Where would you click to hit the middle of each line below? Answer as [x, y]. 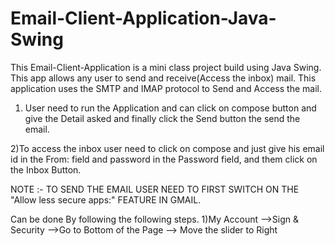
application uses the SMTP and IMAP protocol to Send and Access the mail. [166, 88]
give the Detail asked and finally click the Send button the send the [162, 118]
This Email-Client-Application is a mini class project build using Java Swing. [166, 67]
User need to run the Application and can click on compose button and [170, 108]
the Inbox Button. [46, 169]
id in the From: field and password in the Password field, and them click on [164, 159]
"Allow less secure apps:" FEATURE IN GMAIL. [106, 199]
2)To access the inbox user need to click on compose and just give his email [167, 148]
